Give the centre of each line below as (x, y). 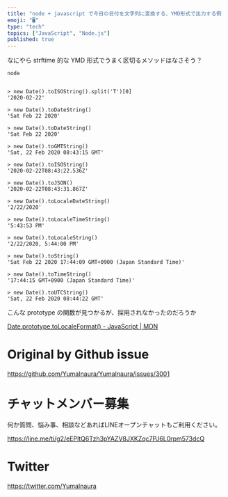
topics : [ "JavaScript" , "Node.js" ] (59, 33)
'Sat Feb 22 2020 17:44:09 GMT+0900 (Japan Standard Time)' (96, 262)
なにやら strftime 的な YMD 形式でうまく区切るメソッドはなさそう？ (105, 61)
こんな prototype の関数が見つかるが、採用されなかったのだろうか (102, 313)
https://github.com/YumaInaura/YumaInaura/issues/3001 (89, 374)
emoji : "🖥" (23, 20)
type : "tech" (26, 26)
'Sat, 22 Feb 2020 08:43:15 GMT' (56, 153)
